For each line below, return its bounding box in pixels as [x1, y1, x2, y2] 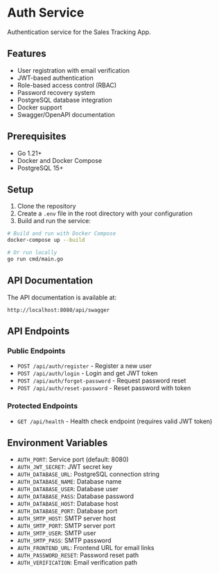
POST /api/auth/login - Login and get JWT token [17, 369, 158, 378]
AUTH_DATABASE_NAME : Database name [17, 477, 122, 486]
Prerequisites [7, 130, 67, 143]
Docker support [17, 103, 62, 112]
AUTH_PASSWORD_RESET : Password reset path [17, 551, 139, 559]
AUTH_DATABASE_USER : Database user [17, 485, 119, 493]
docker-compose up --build [7, 237, 85, 244]
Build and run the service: [17, 217, 91, 225]
